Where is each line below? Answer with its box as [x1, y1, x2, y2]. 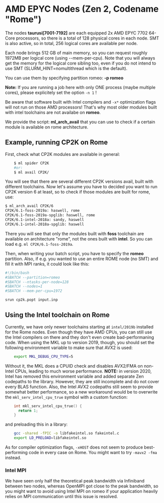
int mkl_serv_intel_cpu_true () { [14, 403, 82, 409]
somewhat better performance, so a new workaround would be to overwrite [5, 389, 158, 394]
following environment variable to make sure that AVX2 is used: [5, 345, 133, 350]
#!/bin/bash [5, 270, 29, 275]
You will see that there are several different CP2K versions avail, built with [5, 178, 154, 184]
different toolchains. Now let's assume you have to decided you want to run [5, 184, 158, 190]
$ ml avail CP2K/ [14, 170, 49, 175]
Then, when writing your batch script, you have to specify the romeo [5, 250, 144, 256]
